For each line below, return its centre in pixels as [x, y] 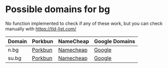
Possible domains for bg [58, 9]
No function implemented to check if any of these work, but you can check [84, 23]
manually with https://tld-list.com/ [41, 28]
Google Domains [115, 41]
